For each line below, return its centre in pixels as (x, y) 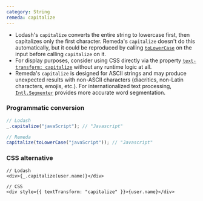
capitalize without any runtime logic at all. (98, 66)
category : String (28, 12)
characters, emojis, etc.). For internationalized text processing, (93, 86)
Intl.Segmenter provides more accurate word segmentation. (90, 92)
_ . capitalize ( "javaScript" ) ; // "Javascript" (65, 126)
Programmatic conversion (45, 108)
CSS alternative (30, 158)
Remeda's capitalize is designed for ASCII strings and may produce (101, 73)
